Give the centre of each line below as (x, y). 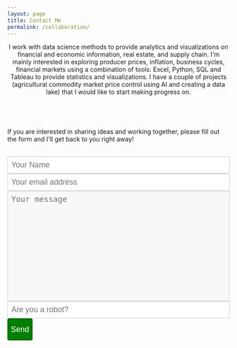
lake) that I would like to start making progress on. (119, 92)
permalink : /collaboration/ (49, 27)
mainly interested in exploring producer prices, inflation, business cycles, (119, 62)
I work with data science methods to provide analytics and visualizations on (119, 47)
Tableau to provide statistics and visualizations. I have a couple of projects (119, 77)
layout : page (26, 14)
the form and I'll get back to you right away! (71, 139)
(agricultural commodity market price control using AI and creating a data (119, 85)
